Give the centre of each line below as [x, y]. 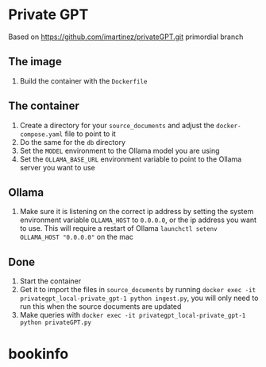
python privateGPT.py [55, 323]
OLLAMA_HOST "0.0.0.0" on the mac [76, 237]
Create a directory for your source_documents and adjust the [117, 125]
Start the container [50, 281]
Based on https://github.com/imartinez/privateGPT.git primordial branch [126, 37]
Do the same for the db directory [72, 142]
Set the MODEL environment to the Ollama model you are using [120, 150]
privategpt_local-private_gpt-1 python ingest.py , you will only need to [139, 298]
